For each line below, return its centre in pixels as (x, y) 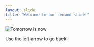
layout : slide (20, 10)
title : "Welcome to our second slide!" (48, 15)
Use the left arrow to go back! (36, 39)
